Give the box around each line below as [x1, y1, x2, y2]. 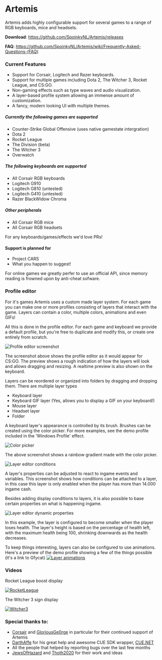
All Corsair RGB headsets [12, 225, 62, 230]
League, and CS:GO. [12, 82, 53, 88]
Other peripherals [5, 207, 42, 213]
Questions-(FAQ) [5, 49, 39, 54]
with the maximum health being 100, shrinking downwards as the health [5, 530, 148, 536]
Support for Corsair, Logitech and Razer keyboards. [12, 72, 115, 78]
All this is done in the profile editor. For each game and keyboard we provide [5, 324, 157, 330]
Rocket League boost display [5, 577, 63, 584]
